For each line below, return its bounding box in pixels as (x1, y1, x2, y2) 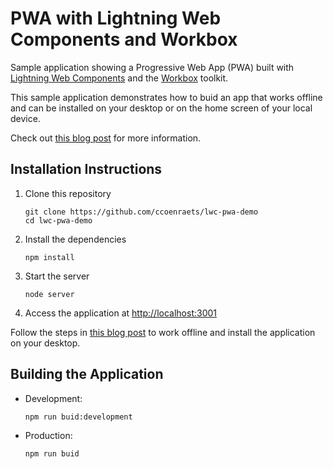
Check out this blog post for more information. (10, 132, 202, 144)
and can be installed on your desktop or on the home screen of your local (10, 102, 313, 114)
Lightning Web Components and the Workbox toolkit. (10, 72, 229, 84)
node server (24, 289, 75, 299)
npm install (24, 252, 75, 262)
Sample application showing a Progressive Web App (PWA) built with (10, 61, 295, 73)
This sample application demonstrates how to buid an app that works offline (10, 91, 323, 103)
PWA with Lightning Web (10, 7, 222, 30)
